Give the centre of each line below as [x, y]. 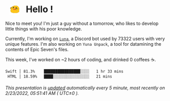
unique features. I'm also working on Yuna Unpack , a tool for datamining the [83, 44]
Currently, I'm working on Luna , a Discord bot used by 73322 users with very [85, 39]
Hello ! [39, 9]
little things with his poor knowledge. [44, 29]
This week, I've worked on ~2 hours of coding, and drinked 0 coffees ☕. [81, 60]
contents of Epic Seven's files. [37, 50]
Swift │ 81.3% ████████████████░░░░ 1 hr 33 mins [64, 72]
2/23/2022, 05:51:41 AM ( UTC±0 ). [42, 93]
